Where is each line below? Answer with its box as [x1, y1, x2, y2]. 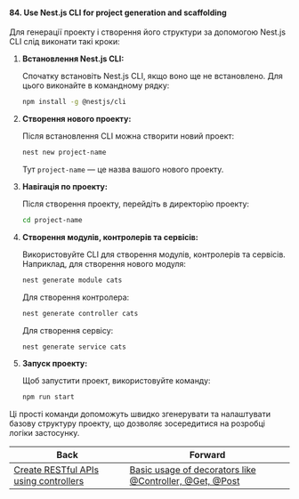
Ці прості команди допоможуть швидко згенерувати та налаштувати [9, 409, 271, 420]
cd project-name [21, 215, 83, 224]
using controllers [13, 475, 85, 487]
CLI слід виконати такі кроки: [9, 36, 120, 47]
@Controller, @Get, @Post [129, 475, 240, 487]
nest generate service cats [21, 342, 126, 351]
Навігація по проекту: [21, 181, 109, 191]
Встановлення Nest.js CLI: [21, 53, 125, 64]
